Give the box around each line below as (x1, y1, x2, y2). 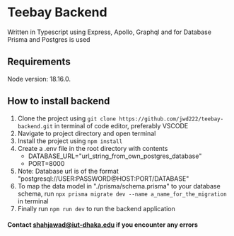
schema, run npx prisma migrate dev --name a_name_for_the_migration (17, 189, 228, 198)
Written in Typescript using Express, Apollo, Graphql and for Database (7, 28, 212, 36)
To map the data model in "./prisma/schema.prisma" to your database (17, 181, 221, 190)
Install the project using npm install (17, 136, 123, 145)
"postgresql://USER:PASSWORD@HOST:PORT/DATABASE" (17, 174, 189, 183)
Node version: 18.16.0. (7, 74, 71, 83)
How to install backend (7, 95, 110, 107)
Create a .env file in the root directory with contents (17, 144, 168, 152)
